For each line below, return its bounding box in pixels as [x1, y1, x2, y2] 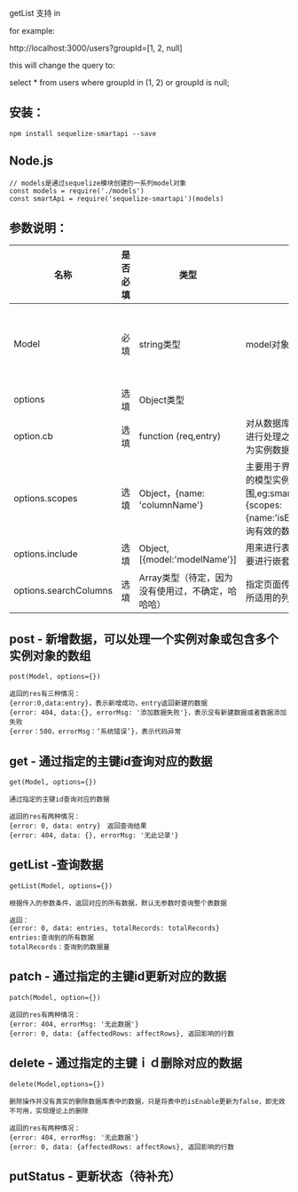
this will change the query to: [9, 60, 115, 70]
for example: [9, 26, 56, 36]
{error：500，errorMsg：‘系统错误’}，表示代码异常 [9, 727, 182, 736]
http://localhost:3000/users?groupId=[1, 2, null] [9, 43, 183, 53]
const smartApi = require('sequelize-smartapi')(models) [9, 194, 224, 203]
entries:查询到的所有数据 [9, 932, 95, 942]
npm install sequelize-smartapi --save [9, 129, 157, 138]
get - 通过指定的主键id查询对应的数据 [9, 754, 213, 769]
